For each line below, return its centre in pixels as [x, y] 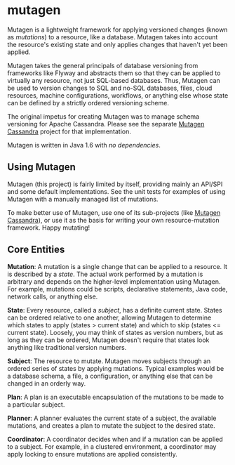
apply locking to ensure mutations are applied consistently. [92, 454]
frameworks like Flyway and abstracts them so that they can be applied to [114, 73]
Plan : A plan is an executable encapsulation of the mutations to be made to [116, 397]
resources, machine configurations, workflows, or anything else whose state [118, 95]
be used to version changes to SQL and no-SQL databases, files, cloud [110, 88]
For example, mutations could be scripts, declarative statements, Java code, [117, 289]
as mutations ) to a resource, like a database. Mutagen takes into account [113, 37]
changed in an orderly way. [47, 383]
